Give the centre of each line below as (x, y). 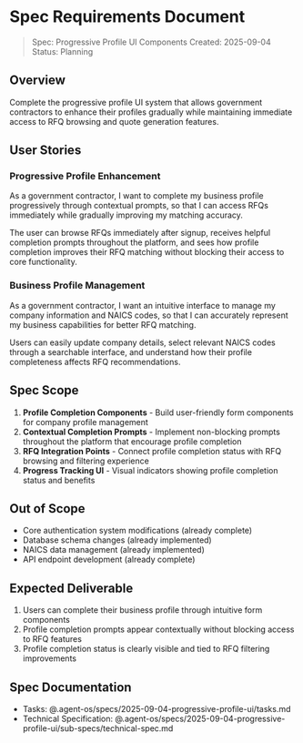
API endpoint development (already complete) (109, 560)
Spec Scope (44, 390)
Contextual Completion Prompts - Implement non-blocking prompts (151, 432)
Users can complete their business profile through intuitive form (142, 610)
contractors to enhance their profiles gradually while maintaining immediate (151, 112)
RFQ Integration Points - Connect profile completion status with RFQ (152, 451)
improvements (50, 658)
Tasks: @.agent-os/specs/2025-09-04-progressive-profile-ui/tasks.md (157, 708)
